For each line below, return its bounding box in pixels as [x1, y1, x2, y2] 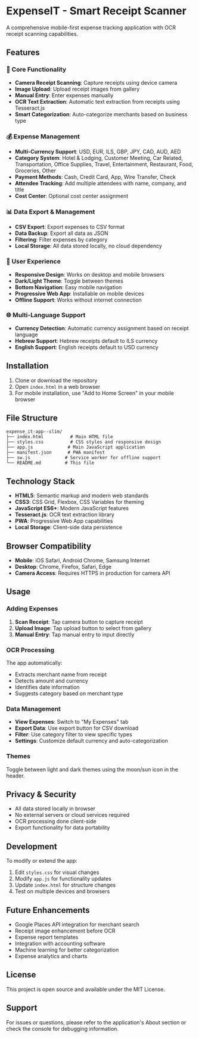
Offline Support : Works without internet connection [14, 296, 142, 303]
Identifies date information [14, 684, 80, 691]
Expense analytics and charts [14, 953, 88, 960]
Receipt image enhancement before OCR [14, 927, 116, 934]
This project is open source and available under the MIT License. [6, 986, 166, 993]
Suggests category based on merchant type [14, 690, 123, 697]
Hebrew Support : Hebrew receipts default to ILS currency [14, 337, 158, 344]
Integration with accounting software [14, 940, 105, 947]
